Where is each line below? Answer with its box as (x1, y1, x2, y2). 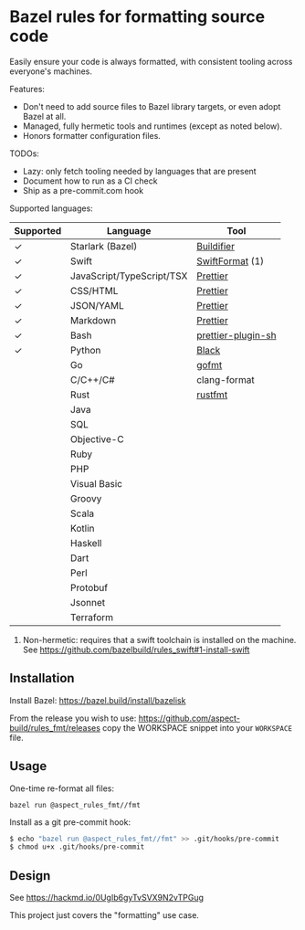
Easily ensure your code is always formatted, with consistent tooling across (9, 56, 293, 67)
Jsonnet (69, 596, 106, 608)
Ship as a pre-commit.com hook (22, 185, 144, 196)
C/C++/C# (69, 373, 116, 386)
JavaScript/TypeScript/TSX (69, 269, 188, 282)
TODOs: (9, 148, 39, 159)
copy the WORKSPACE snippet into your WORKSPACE (101, 722, 292, 733)
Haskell (69, 536, 102, 549)
